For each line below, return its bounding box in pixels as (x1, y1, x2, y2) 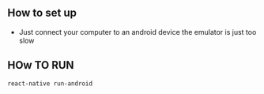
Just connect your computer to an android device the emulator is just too (18, 27, 257, 36)
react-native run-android (7, 79, 92, 88)
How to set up (7, 6, 77, 20)
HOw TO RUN (7, 58, 74, 72)
